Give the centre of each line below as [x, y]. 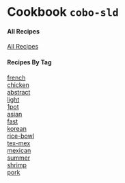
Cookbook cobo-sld [63, 12]
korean [17, 128]
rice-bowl [20, 136]
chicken [18, 85]
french [16, 77]
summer [19, 158]
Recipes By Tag [30, 62]
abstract [19, 92]
